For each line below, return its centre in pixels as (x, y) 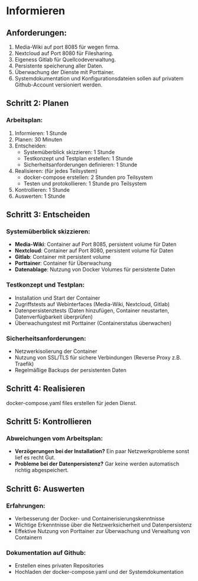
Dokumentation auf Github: (46, 553)
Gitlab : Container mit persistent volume (63, 257)
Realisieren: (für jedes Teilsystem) (56, 171)
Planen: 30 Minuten (38, 139)
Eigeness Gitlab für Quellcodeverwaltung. (65, 60)
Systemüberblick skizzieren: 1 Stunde (69, 152)
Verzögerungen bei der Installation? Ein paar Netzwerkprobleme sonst (102, 451)
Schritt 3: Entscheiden (48, 215)
